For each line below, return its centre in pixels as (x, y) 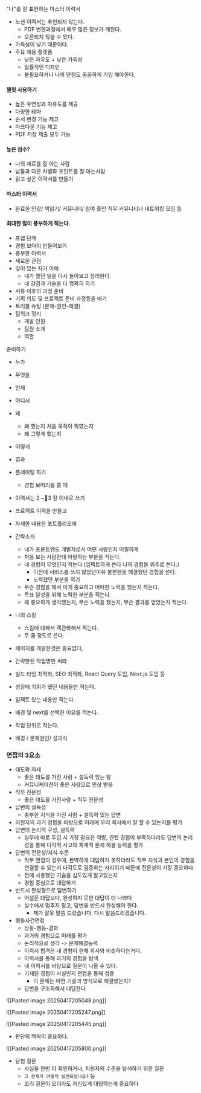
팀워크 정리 (28, 314)
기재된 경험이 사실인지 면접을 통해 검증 (69, 973)
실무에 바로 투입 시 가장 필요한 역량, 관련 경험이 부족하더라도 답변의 (103, 837)
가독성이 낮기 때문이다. (42, 44)
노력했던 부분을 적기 (56, 579)
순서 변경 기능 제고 (37, 119)
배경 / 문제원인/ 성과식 (41, 738)
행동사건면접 (30, 921)
